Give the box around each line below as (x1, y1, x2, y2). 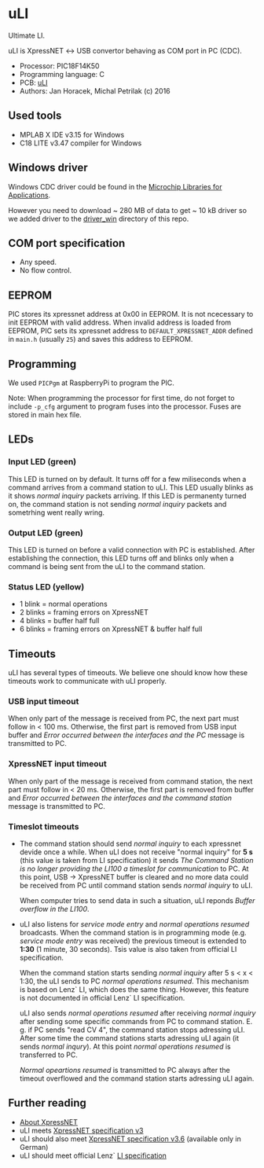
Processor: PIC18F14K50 (19, 61, 100, 71)
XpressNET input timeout (8, 758, 108, 769)
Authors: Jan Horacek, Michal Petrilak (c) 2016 (19, 86, 170, 95)
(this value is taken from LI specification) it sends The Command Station (19, 855, 254, 865)
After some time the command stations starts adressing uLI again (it (19, 1033, 240, 1042)
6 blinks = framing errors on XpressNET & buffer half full (19, 624, 203, 634)
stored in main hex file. (8, 410, 82, 419)
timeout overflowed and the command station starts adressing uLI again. (19, 1074, 255, 1083)
